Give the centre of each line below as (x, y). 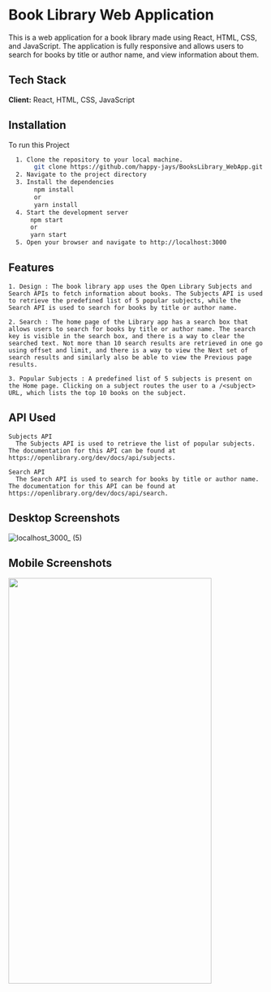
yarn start (48, 235)
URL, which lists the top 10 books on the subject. (97, 393)
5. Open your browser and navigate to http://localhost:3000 (121, 243)
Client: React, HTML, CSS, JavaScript (72, 100)
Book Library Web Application (111, 15)
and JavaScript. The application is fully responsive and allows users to (126, 45)
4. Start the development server (72, 213)
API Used (32, 418)
